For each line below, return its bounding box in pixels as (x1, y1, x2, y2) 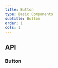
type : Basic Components (5, 12, 54, 17)
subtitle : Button (5, 16, 40, 21)
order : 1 (5, 20, 23, 26)
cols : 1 (5, 25, 21, 30)
